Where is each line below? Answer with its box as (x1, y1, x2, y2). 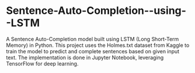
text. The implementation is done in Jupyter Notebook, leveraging (6, 54, 164, 61)
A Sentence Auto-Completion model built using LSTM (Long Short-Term (6, 35, 179, 42)
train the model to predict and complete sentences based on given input (6, 48, 180, 54)
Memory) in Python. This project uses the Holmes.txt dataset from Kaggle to (6, 42, 190, 49)
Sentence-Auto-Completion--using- (6, 4, 187, 17)
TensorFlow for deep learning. (6, 60, 79, 67)
